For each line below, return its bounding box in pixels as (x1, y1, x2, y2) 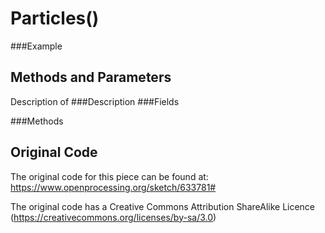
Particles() (10, 7, 100, 30)
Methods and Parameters (10, 69, 172, 86)
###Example (10, 40, 63, 52)
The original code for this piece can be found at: (10, 170, 209, 182)
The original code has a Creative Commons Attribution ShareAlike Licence (10, 200, 316, 212)
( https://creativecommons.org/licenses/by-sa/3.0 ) (10, 211, 217, 223)
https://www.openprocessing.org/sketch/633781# (10, 181, 217, 193)
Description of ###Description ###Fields (10, 95, 180, 107)
